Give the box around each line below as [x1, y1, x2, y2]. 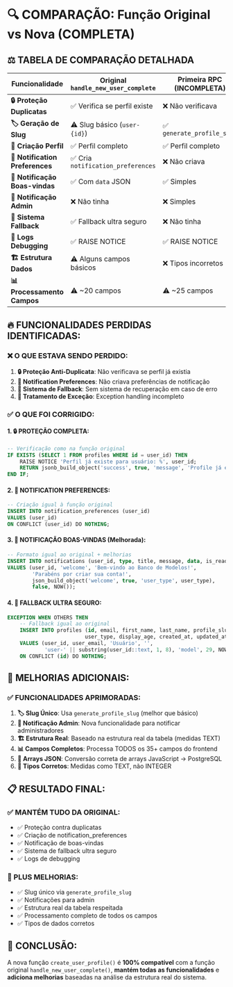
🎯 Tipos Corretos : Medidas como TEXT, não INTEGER [17, 762, 172, 770]
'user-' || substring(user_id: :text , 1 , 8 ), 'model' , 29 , [44, 646, 216, 653]
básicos [70, 263, 96, 272]
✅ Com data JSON [70, 177, 131, 186]
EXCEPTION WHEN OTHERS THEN [7, 614, 89, 621]
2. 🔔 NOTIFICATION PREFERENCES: [7, 486, 111, 494]
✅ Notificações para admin [17, 896, 95, 904]
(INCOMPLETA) [174, 83, 226, 92]
